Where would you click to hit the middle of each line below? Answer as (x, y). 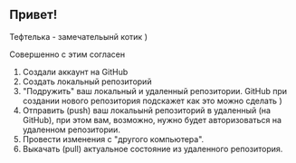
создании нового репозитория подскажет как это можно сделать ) (152, 101)
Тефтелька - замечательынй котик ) (78, 36)
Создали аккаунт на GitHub (75, 72)
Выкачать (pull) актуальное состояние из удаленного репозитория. (153, 149)
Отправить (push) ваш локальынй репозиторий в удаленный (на (147, 110)
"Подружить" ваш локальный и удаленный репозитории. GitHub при (155, 91)
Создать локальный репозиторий (87, 81)
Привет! (33, 15)
